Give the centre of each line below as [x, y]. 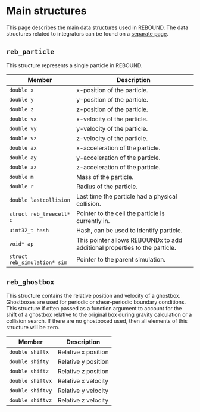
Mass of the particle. [105, 177]
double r [21, 186]
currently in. [93, 221]
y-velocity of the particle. [112, 128]
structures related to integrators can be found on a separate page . [87, 33]
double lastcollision [40, 200]
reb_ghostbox [30, 282]
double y [21, 100]
